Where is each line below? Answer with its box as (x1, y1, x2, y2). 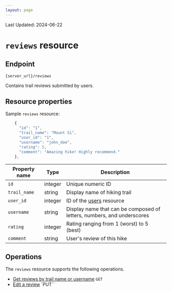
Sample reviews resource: (5, 111, 60, 117)
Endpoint (5, 60, 35, 69)
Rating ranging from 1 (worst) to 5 (66, 220, 148, 227)
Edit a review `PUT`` (12, 281, 55, 287)
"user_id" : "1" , (18, 135, 54, 140)
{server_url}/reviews (5, 73, 52, 78)
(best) (66, 226, 81, 234)
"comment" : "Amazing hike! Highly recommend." (18, 149, 120, 154)
